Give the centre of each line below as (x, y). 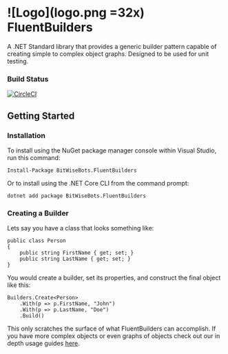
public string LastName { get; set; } (75, 259)
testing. (18, 61)
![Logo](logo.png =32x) (76, 13)
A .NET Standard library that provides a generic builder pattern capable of (112, 46)
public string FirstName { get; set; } (77, 253)
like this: (19, 285)
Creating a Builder (38, 213)
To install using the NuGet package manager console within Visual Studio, (112, 150)
